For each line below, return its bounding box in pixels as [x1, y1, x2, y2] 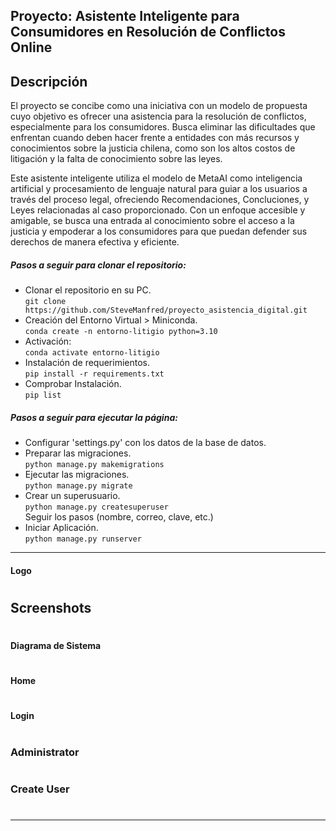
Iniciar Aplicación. [24, 522, 99, 534]
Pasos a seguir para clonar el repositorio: [10, 259, 187, 271]
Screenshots [10, 599, 92, 616]
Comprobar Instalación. [24, 378, 122, 390]
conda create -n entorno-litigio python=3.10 [24, 327, 218, 337]
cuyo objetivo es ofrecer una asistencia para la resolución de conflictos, [10, 110, 307, 123]
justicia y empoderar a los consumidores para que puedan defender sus [10, 225, 308, 238]
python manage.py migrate [24, 481, 133, 491]
